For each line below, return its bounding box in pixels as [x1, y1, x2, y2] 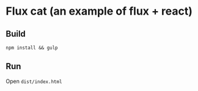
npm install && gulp [5, 45, 59, 51]
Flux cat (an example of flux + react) [5, 4, 193, 18]
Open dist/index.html [5, 78, 62, 85]
